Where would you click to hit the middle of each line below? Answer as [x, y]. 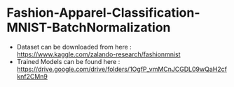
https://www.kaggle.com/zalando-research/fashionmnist [98, 54]
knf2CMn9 [32, 76]
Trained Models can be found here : [68, 61]
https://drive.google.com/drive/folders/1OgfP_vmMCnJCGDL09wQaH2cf [122, 69]
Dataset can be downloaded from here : [74, 47]
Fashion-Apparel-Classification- [103, 13]
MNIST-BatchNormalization [89, 27]
